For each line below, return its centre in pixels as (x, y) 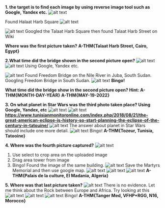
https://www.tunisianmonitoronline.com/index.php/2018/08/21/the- (77, 115)
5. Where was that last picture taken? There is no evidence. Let (80, 185)
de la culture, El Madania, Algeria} (73, 175)
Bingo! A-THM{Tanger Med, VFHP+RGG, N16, (111, 196)
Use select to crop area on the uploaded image (60, 155)
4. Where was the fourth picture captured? (50, 145)
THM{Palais (25, 175)
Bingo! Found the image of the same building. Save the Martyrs (86, 165)
